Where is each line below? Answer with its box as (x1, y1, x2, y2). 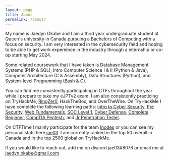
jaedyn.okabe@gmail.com (5, 150, 60, 156)
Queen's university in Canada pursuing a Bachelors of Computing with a (5, 36, 155, 42)
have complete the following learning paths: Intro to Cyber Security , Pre (5, 104, 154, 110)
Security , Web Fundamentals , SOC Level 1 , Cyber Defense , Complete (5, 109, 149, 115)
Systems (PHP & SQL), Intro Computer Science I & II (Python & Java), (5, 67, 148, 73)
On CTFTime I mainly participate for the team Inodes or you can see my (5, 124, 154, 130)
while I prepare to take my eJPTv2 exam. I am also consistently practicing (5, 93, 158, 99)
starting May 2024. (12, 52, 51, 58)
